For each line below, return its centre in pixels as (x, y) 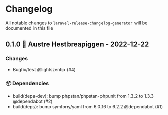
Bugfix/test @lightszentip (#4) (44, 69)
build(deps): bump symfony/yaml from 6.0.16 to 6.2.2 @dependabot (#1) (88, 106)
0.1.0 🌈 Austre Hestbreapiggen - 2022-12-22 (77, 44)
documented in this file (29, 28)
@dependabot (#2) (32, 101)
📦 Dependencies (27, 83)
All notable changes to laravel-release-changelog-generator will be (76, 23)
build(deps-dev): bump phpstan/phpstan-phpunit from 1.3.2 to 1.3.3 (83, 96)
